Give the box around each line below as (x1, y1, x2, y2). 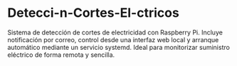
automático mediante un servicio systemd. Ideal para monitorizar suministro (7, 43, 230, 51)
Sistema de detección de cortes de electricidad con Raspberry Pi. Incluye (7, 28, 223, 37)
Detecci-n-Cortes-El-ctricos (7, 5, 179, 21)
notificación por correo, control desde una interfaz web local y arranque (7, 35, 219, 44)
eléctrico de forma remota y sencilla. (7, 51, 115, 59)
